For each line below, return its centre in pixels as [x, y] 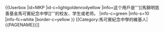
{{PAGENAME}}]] [22, 25]
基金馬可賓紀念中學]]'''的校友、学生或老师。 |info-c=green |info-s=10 [79, 13]
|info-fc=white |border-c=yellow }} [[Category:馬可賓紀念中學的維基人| [77, 19]
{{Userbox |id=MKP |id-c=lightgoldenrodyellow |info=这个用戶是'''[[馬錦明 [80, 7]
